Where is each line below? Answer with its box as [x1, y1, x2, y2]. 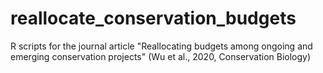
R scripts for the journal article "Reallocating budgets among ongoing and [10, 40, 313, 52]
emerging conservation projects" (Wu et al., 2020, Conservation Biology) [10, 50, 312, 62]
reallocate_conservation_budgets [10, 7, 297, 30]
